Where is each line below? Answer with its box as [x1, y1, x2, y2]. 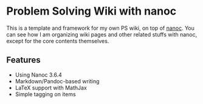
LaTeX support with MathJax [15, 84, 87, 91]
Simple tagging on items [15, 90, 76, 98]
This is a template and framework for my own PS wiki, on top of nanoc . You [6, 24, 194, 32]
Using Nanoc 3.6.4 [15, 71, 63, 78]
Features [6, 55, 41, 65]
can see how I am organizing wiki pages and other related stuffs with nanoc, [6, 30, 198, 38]
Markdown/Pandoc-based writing [15, 77, 100, 85]
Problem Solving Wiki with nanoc [6, 4, 177, 18]
